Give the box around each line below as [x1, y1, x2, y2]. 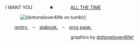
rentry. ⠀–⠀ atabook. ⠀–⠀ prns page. [14, 24, 92, 30]
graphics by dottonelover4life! [70, 34, 134, 40]
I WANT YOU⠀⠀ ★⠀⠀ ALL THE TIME [5, 5, 101, 10]
